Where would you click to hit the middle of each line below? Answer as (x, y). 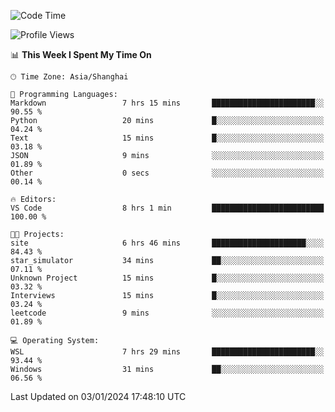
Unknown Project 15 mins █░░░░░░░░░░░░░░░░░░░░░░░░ (167, 278)
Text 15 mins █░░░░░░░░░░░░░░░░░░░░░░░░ (167, 138)
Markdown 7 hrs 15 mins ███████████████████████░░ (167, 103)
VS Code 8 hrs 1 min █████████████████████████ (167, 208)
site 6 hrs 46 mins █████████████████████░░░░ (167, 243)
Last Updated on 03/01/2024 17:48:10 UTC (98, 396)
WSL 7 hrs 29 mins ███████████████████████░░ (167, 352)
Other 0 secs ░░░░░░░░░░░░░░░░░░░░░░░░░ (167, 173)
